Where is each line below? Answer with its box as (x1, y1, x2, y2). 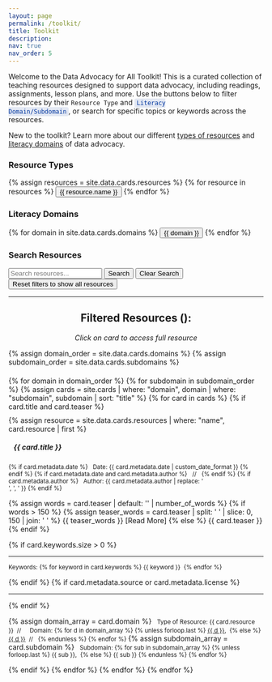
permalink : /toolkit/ (8, 19, 82, 28)
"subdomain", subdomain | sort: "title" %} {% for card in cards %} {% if (8, 393, 246, 403)
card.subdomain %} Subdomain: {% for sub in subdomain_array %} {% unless (8, 642, 240, 652)
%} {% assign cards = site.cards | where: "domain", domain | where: (8, 384, 236, 394)
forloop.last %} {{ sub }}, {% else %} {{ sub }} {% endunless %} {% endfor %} (8, 650, 227, 659)
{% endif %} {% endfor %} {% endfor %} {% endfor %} (8, 665, 193, 675)
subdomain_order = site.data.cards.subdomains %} (8, 357, 180, 367)
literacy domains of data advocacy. (8, 139, 125, 148)
